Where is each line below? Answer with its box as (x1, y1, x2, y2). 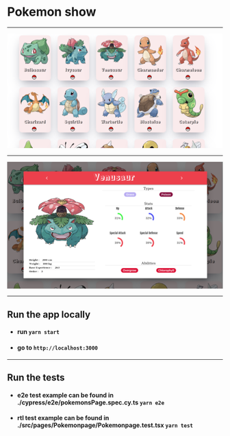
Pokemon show (7, 4, 97, 20)
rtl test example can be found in (16, 414, 110, 422)
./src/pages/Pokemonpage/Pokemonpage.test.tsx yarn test (16, 421, 194, 429)
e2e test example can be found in (16, 391, 114, 399)
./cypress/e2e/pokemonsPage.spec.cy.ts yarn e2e (16, 398, 165, 407)
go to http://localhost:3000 (16, 343, 98, 352)
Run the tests (7, 372, 65, 384)
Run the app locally (7, 308, 91, 320)
